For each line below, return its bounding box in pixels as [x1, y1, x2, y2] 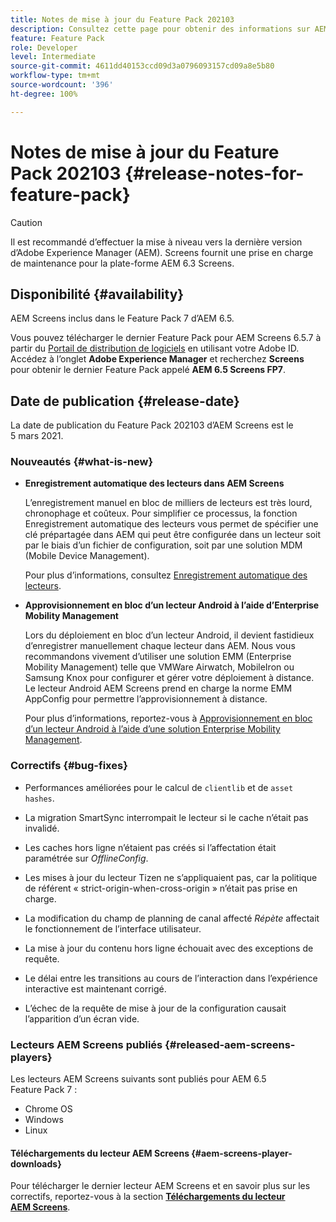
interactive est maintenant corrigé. [24, 982, 167, 995]
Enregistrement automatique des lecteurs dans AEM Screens [24, 477, 285, 490]
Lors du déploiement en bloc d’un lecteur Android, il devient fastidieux [24, 629, 315, 641]
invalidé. [24, 822, 60, 834]
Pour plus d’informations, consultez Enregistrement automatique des [24, 569, 308, 581]
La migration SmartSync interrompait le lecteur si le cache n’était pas [24, 811, 309, 823]
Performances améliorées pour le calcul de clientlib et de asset [24, 781, 294, 793]
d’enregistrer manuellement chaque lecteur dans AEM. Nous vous [24, 640, 296, 652]
